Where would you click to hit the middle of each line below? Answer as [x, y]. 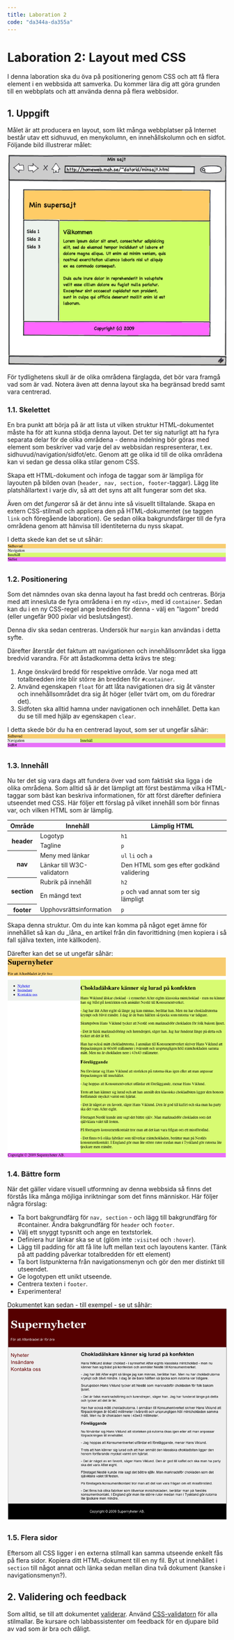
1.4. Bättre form [34, 1174]
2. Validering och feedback [67, 1597]
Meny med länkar [65, 855]
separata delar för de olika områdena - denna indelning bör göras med [108, 440]
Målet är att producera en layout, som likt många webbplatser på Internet [112, 130]
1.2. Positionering [37, 579]
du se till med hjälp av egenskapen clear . [77, 716]
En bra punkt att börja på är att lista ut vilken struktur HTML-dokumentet [111, 425]
